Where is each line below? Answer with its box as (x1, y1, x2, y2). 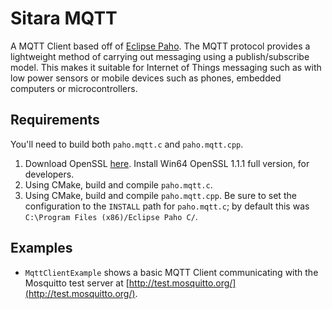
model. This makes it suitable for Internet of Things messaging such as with (10, 61, 322, 73)
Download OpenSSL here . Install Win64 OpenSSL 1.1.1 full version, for (24, 157, 310, 169)
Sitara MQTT (10, 7, 118, 30)
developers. (24, 168, 75, 180)
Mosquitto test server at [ (24, 277, 130, 289)
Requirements (10, 112, 100, 129)
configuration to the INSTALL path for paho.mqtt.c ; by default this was (24, 200, 310, 212)
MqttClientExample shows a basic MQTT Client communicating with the (24, 266, 319, 278)
